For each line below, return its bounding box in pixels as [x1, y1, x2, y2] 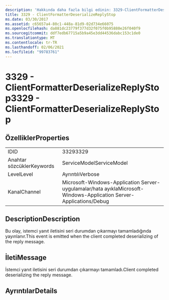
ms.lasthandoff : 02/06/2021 [5, 45, 64, 50]
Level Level [8, 170, 33, 177]
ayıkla [104, 185, 118, 192]
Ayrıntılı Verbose [62, 170, 100, 177]
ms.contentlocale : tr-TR [5, 40, 57, 45]
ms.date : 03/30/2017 [5, 17, 49, 22]
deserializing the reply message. [5, 272, 73, 278]
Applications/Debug [62, 197, 109, 205]
